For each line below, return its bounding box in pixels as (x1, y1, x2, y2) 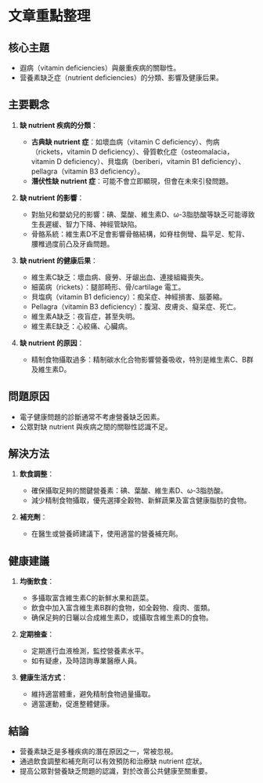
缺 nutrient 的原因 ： (19, 338, 85, 348)
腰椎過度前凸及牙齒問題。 (31, 239, 114, 248)
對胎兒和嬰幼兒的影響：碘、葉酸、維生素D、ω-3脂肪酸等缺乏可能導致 (31, 209, 255, 219)
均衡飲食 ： (19, 577, 55, 586)
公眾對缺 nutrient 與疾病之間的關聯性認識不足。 (19, 421, 172, 432)
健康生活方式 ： (19, 672, 68, 683)
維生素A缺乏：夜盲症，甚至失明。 (31, 311, 139, 321)
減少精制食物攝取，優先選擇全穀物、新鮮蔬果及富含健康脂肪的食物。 (31, 496, 251, 505)
